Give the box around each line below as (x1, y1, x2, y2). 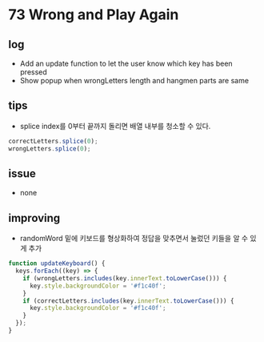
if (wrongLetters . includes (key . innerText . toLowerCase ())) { (22, 274, 227, 282)
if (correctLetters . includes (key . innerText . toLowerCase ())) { (22, 296, 234, 305)
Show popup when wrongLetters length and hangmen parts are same (19, 76, 250, 85)
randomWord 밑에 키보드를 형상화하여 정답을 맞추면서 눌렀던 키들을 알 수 (19, 234, 249, 243)
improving (8, 211, 61, 225)
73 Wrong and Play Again (8, 6, 179, 24)
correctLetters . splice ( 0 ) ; (8, 137, 98, 145)
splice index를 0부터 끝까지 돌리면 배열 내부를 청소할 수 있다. (19, 121, 211, 131)
